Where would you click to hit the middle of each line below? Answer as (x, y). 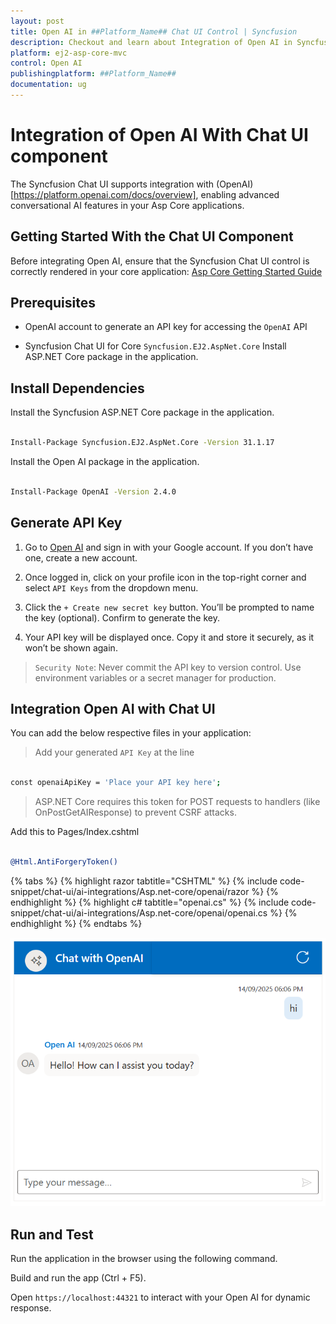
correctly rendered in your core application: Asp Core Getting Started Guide (166, 271)
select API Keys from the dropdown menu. (111, 587)
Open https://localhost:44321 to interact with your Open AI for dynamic (160, 1297)
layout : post (37, 21)
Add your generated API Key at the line (114, 752)
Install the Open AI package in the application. (105, 461)
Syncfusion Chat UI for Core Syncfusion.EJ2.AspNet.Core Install (155, 346)
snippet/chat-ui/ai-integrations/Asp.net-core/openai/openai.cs (139, 912)
